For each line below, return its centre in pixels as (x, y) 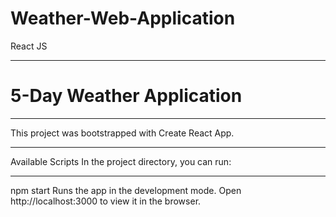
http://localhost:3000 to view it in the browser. (106, 201)
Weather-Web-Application (123, 18)
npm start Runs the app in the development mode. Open (126, 190)
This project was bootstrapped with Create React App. (122, 133)
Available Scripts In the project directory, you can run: (121, 161)
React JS (29, 46)
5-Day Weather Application (126, 96)
